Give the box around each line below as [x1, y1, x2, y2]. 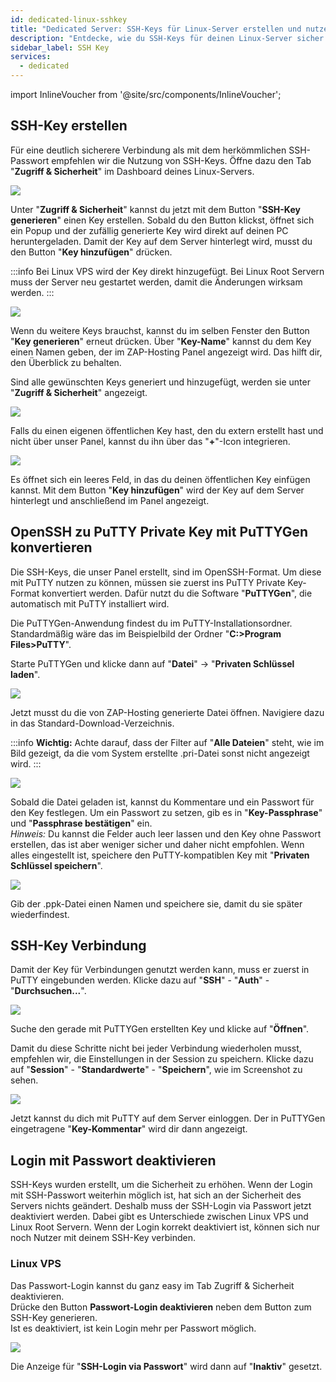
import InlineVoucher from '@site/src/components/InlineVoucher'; [10, 89, 282, 100]
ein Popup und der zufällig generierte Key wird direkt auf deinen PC [10, 224, 289, 236]
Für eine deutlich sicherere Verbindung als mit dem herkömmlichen [10, 144, 287, 156]
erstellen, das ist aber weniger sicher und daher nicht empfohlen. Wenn [10, 838, 305, 850]
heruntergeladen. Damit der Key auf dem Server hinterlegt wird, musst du [10, 235, 313, 247]
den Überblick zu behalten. [10, 356, 122, 368]
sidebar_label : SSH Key [10, 42, 110, 53]
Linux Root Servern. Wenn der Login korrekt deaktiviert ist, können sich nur [10, 1221, 321, 1233]
